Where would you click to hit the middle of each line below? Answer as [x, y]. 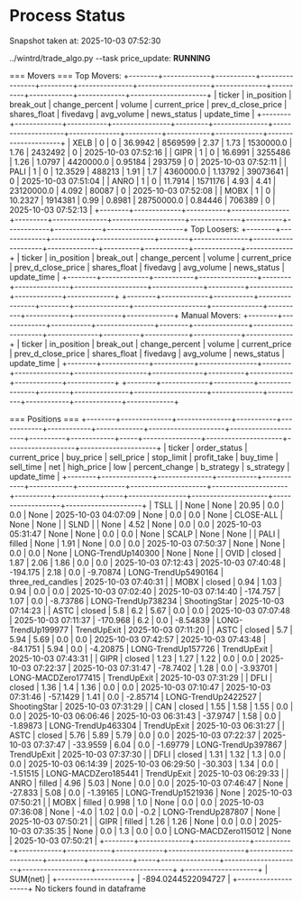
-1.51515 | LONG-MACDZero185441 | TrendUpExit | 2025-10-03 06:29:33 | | [149, 773]
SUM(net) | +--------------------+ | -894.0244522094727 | [120, 878]
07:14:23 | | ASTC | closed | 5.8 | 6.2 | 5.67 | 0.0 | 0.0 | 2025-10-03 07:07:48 [150, 611]
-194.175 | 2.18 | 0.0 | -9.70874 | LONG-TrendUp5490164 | [116, 572]
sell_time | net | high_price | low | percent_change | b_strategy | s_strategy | [150, 466]
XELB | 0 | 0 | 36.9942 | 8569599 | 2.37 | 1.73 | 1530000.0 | [182, 143]
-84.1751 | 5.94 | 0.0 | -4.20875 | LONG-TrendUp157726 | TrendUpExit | [141, 648]
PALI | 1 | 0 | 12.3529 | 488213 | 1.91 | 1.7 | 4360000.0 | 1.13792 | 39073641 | [149, 171]
